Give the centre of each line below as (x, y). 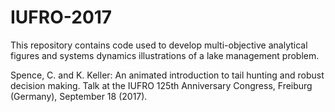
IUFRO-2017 (61, 17)
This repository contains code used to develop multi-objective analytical (159, 45)
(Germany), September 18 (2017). (79, 96)
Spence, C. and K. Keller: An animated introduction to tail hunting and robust (167, 75)
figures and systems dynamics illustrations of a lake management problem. (165, 55)
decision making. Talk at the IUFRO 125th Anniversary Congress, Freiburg (161, 85)
